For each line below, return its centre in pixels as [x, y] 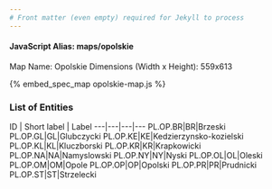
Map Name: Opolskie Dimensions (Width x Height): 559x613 [121, 66]
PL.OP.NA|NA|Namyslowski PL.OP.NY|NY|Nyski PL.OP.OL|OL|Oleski [136, 156]
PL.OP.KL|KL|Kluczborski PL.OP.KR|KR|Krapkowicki [105, 146]
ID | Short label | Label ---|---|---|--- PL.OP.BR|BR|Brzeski [117, 127]
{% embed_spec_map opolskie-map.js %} [88, 84]
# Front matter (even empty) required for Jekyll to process [127, 18]
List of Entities [42, 107]
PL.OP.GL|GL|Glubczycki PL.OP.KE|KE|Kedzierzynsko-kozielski [127, 137]
